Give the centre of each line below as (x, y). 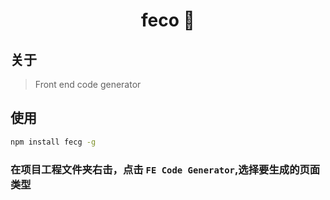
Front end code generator (88, 84)
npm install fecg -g (53, 142)
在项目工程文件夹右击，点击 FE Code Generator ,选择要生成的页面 (165, 169)
